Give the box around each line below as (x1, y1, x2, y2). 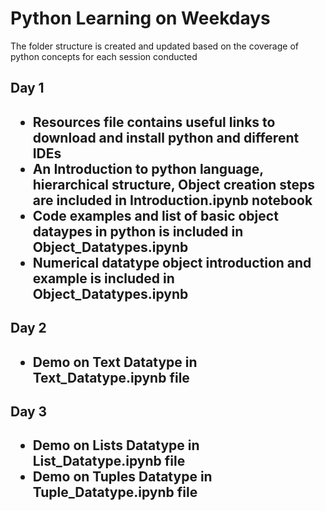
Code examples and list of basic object (32, 207, 279, 224)
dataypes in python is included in (32, 223, 244, 240)
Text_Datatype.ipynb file (32, 369, 190, 386)
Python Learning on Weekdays (10, 7, 271, 30)
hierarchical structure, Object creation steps (32, 176, 316, 193)
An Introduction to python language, (32, 160, 264, 177)
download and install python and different (32, 129, 300, 146)
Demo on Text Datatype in (32, 353, 198, 371)
